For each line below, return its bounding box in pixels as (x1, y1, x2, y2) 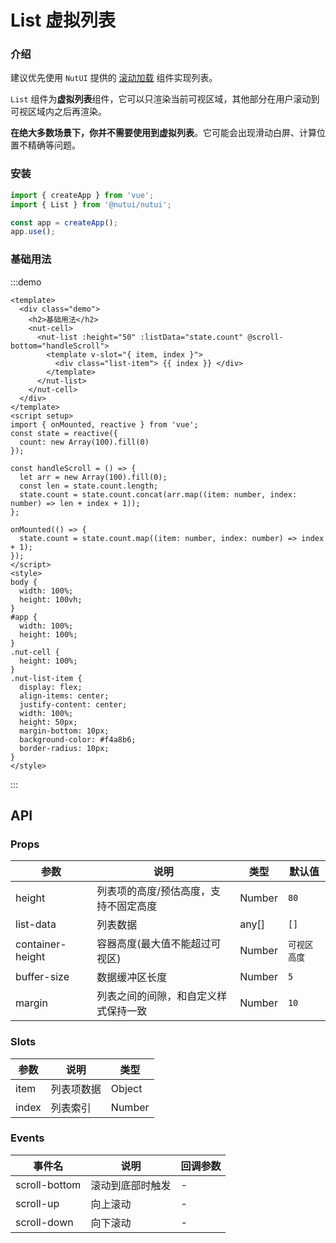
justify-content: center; (19, 699, 128, 710)
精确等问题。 (27, 139, 81, 151)
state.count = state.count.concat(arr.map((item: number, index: (19, 489, 298, 500)
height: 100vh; (19, 594, 83, 605)
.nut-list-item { (10, 673, 83, 683)
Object (110, 1081, 143, 1095)
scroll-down (15, 1215, 74, 1229)
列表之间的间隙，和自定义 (96, 989, 218, 1003)
